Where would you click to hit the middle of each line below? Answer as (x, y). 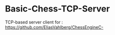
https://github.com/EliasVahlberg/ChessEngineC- (54, 27)
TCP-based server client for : (34, 22)
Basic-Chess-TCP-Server (57, 9)
